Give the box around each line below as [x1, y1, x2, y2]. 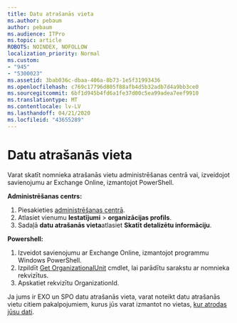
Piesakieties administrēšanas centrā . [17, 206, 126, 214]
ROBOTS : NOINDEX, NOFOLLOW [7, 43, 88, 51]
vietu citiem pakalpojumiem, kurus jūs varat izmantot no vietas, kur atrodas [7, 300, 227, 308]
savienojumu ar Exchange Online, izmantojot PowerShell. [7, 178, 174, 186]
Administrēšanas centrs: [7, 191, 83, 200]
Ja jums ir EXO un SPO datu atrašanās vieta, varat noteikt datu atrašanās [7, 292, 221, 301]
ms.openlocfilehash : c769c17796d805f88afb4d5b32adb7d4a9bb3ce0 [7, 83, 199, 90]
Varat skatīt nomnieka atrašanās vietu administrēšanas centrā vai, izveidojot [7, 170, 230, 179]
